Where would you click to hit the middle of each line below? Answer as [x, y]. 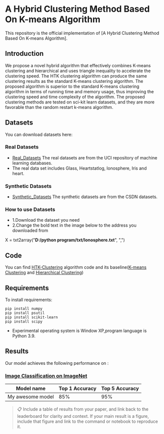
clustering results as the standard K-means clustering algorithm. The [74, 81]
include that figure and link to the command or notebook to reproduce [87, 421]
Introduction [24, 54]
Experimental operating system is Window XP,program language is [79, 331]
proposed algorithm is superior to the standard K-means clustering [72, 86]
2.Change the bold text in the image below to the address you [74, 225]
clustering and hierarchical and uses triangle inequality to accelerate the [78, 71]
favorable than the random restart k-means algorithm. [59, 107]
